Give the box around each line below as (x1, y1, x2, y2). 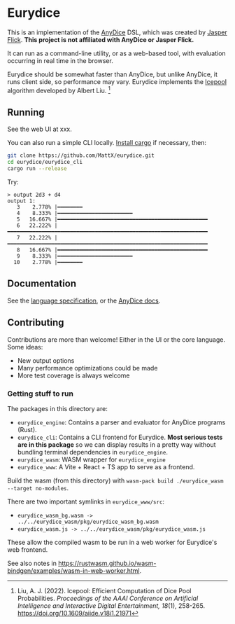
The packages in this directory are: (7, 404, 108, 412)
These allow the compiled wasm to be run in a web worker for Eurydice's (7, 538, 218, 546)
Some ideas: (7, 342, 43, 351)
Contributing (7, 317, 64, 328)
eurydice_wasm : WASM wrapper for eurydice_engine (17, 455, 166, 464)
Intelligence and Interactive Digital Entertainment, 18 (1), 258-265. (17, 601, 205, 610)
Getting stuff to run (7, 389, 73, 398)
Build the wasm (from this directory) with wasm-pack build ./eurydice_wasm (7, 476, 224, 485)
